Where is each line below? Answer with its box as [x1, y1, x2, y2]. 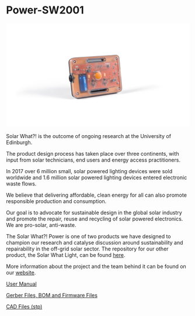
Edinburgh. [6, 139, 33, 146]
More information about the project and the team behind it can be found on [6, 263, 187, 270]
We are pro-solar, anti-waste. [6, 222, 76, 229]
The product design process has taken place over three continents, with [6, 150, 179, 157]
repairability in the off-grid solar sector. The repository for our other [6, 245, 169, 252]
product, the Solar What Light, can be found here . [6, 252, 126, 259]
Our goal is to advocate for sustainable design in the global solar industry [6, 209, 182, 217]
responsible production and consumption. [6, 198, 107, 205]
